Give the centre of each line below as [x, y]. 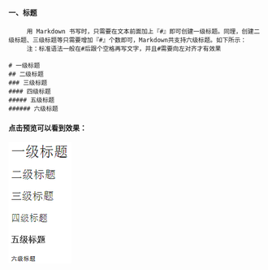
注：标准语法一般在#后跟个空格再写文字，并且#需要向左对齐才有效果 [124, 49]
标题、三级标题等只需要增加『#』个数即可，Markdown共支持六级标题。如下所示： [130, 41]
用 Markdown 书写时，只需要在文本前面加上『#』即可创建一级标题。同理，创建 [140, 32]
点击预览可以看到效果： [48, 128]
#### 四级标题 [30, 92]
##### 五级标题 [32, 100]
